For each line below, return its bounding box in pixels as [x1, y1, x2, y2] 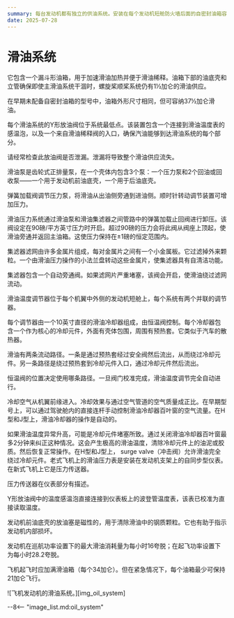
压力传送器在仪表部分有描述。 [7, 480, 93, 488]
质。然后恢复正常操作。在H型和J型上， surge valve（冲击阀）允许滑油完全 [7, 447, 221, 456]
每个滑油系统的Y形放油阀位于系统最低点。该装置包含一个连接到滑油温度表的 [7, 120, 225, 129]
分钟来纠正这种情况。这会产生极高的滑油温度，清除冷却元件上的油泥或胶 [17, 438, 225, 447]
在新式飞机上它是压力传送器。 [7, 465, 93, 473]
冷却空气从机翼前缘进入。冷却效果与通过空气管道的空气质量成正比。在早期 [7, 398, 221, 406]
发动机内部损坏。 [7, 527, 56, 536]
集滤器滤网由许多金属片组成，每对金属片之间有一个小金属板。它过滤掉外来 [7, 247, 221, 256]
